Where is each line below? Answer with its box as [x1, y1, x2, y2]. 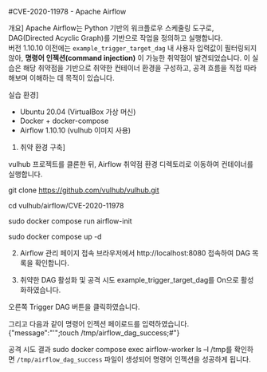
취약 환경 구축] [19, 143, 66, 152]
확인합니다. [34, 259, 69, 267]
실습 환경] [8, 90, 39, 99]
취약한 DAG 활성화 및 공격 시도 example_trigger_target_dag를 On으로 [19, 275, 239, 284]
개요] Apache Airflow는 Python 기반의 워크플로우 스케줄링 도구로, [8, 23, 214, 33]
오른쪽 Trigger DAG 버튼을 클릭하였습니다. [8, 303, 141, 311]
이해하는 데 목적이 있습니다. [29, 73, 115, 82]
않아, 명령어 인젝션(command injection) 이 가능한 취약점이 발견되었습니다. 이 [8, 53, 251, 62]
